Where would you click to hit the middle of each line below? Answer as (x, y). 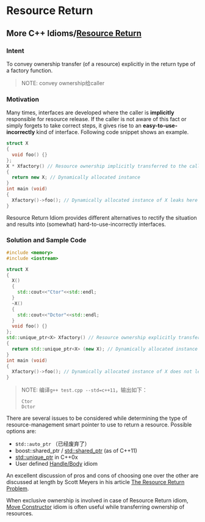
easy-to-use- (160, 125)
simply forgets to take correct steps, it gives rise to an (74, 125)
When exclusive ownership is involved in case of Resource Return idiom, (97, 501)
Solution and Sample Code (46, 240)
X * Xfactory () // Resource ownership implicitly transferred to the (97, 166)
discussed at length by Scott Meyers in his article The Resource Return (95, 482)
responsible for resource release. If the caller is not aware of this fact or (97, 119)
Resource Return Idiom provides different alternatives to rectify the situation (102, 217)
